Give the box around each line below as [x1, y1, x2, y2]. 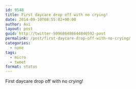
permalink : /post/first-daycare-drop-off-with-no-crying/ [5, 36, 131, 41]
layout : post [5, 26, 33, 32]
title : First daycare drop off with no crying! [5, 12, 108, 17]
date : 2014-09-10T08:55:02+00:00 [5, 17, 76, 22]
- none [10, 45, 24, 50]
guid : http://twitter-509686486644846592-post [5, 31, 106, 36]
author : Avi [5, 21, 31, 27]
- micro [10, 54, 26, 60]
